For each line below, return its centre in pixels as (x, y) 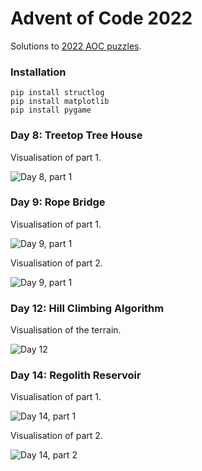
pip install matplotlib (60, 102)
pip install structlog (57, 93)
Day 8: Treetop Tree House (76, 135)
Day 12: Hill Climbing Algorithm (87, 308)
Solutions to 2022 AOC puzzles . (76, 46)
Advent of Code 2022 (101, 18)
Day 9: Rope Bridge (58, 202)
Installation (38, 72)
